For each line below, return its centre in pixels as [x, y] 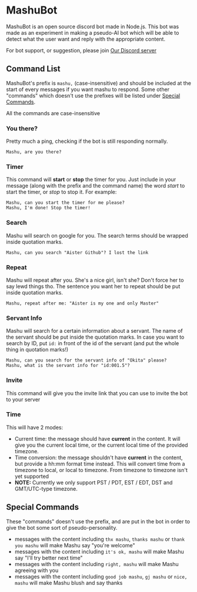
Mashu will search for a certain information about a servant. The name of [95, 331]
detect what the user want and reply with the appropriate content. [86, 39]
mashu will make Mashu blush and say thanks [69, 583]
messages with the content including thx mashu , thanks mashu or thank [100, 539]
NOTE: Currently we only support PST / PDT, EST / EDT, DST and [94, 482]
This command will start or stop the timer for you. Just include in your [91, 179]
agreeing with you [36, 570]
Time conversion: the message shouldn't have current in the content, [99, 457]
